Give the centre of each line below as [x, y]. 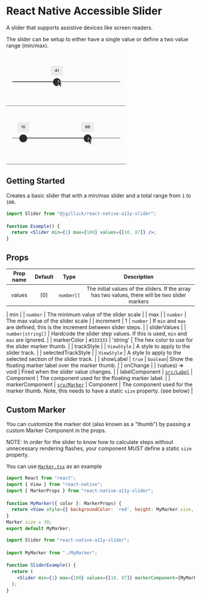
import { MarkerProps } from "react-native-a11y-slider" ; [80, 491]
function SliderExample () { [41, 565]
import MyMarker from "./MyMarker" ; [52, 553]
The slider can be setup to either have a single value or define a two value [97, 39]
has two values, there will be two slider [139, 295]
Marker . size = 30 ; [29, 522]
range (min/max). [28, 45]
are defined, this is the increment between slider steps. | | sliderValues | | [96, 327]
